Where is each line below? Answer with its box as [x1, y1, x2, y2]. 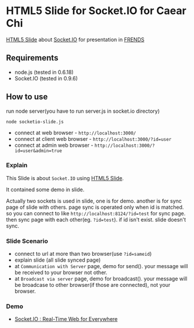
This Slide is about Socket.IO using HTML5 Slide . [6, 174, 124, 181]
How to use [6, 92, 48, 102]
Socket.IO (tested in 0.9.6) [14, 75, 78, 82]
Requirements [6, 53, 58, 63]
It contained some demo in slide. [6, 186, 85, 193]
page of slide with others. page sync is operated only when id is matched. [6, 204, 184, 211]
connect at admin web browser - [14, 141, 93, 148]
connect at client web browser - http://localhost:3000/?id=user [14, 135, 172, 142]
